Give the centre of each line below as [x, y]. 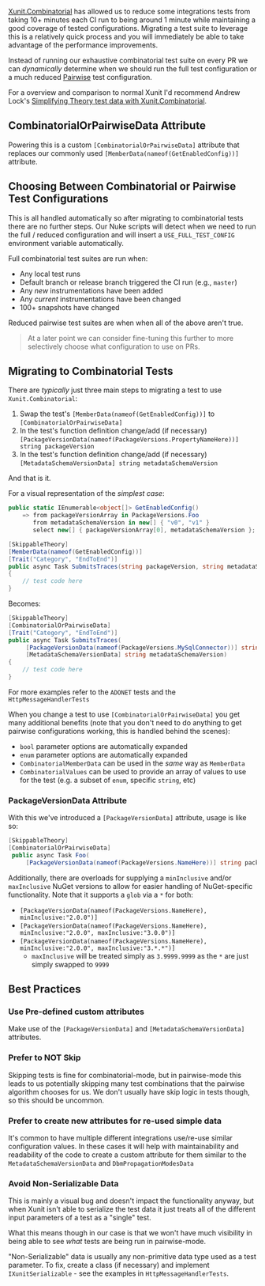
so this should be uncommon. [56, 1100]
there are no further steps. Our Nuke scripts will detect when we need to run [132, 226]
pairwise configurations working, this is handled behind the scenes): [119, 731]
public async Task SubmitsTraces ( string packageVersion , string [116, 566]
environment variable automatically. [66, 243]
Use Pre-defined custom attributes [76, 1012]
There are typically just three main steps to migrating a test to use [115, 390]
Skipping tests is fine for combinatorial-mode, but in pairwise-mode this [125, 1075]
